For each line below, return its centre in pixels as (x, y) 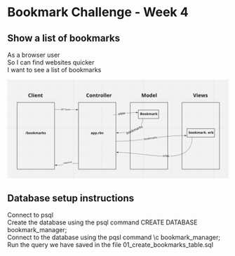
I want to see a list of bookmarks (54, 70)
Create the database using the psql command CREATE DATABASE (102, 222)
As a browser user (34, 55)
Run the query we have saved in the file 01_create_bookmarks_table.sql (110, 245)
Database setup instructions (71, 198)
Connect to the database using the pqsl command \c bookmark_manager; (114, 237)
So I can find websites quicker (51, 62)
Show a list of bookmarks (64, 38)
